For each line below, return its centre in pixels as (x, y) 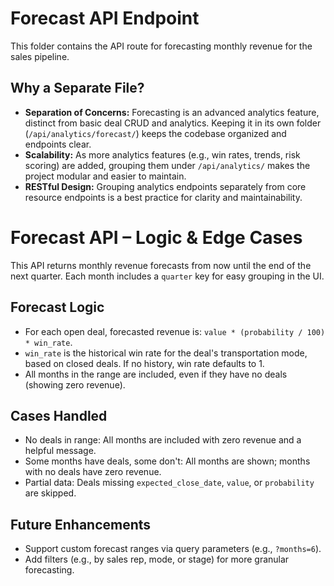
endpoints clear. (58, 144)
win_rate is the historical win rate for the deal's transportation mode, (166, 353)
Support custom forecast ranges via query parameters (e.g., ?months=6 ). (173, 549)
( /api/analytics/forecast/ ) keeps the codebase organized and (155, 133)
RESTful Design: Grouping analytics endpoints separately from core (165, 186)
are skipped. (50, 493)
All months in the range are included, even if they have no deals (156, 374)
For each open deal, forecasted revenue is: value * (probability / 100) (175, 331)
